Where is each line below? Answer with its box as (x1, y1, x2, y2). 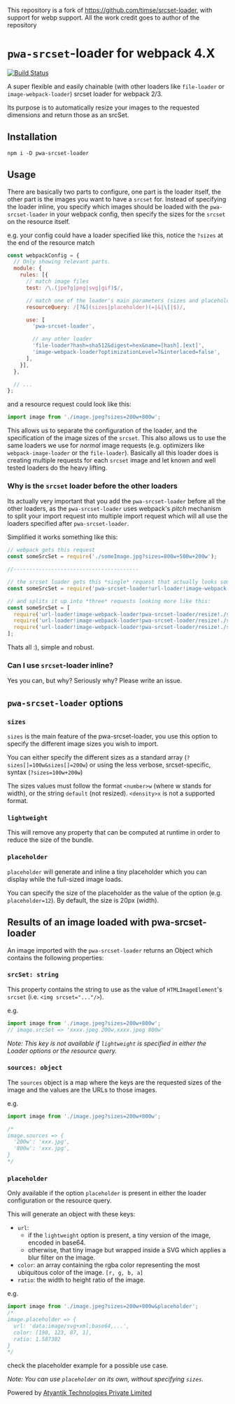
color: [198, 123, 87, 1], (13, 1329, 92, 1336)
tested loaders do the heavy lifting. (7, 463, 108, 472)
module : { (13, 265, 42, 272)
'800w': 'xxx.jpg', (13, 1145, 71, 1152)
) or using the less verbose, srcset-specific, (85, 761, 211, 769)
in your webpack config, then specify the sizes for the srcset (50, 210, 226, 218)
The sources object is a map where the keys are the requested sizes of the (7, 1078, 222, 1087)
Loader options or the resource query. (7, 1046, 117, 1055)
